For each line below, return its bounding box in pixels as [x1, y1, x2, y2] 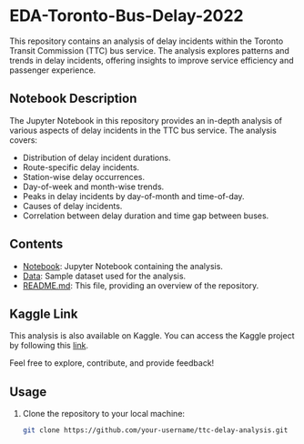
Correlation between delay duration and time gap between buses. [22, 210, 269, 221]
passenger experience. [9, 65, 96, 76]
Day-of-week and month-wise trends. [22, 181, 165, 192]
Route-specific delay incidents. [22, 161, 139, 173]
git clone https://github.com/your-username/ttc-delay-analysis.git [22, 426, 289, 435]
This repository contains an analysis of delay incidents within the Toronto [9, 35, 284, 46]
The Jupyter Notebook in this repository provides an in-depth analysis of [9, 115, 282, 126]
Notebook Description [9, 91, 137, 106]
